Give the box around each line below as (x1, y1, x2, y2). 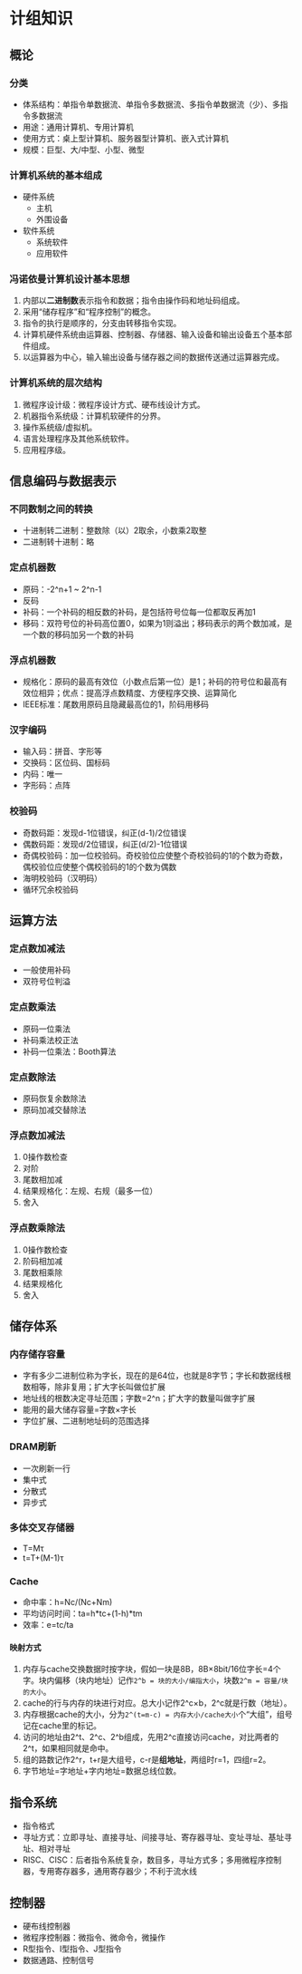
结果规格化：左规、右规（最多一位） (22, 1185, 158, 1196)
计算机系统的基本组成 (9, 169, 102, 181)
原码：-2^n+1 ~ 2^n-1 (22, 584, 102, 595)
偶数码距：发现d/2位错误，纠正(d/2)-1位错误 (22, 838, 188, 849)
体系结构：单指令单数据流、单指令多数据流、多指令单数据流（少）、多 (22, 99, 280, 110)
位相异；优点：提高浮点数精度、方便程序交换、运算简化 (30, 688, 237, 699)
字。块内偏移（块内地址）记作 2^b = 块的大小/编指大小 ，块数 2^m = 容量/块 (22, 1675, 288, 1686)
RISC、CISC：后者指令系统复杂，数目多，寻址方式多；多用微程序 (22, 1854, 266, 1865)
